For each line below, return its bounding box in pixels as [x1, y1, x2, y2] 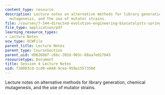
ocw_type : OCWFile [5, 39, 43, 44]
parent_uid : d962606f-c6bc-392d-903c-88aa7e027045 [5, 52, 111, 57]
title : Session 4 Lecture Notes [5, 61, 71, 66]
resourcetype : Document [5, 57, 54, 62]
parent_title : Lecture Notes [5, 43, 65, 48]
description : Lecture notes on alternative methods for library [5, 12, 139, 17]
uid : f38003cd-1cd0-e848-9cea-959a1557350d [5, 66, 96, 71]
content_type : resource [5, 7, 54, 12]
